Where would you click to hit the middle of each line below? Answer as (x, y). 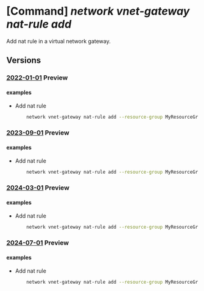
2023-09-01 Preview (38, 133)
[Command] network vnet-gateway (98, 11)
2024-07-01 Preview (37, 243)
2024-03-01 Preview (38, 188)
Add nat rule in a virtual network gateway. (58, 41)
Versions (24, 60)
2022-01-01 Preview (37, 78)
